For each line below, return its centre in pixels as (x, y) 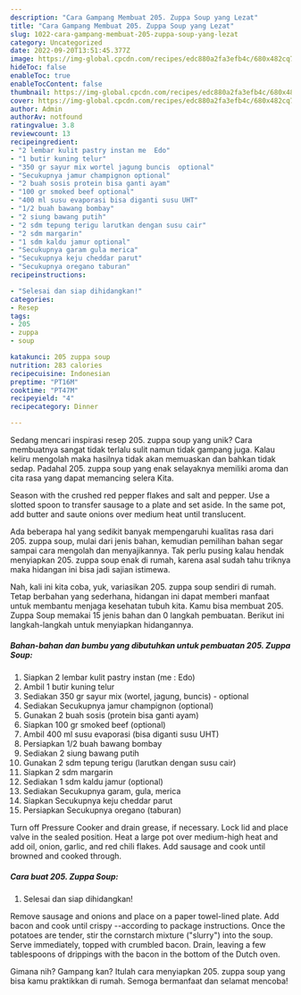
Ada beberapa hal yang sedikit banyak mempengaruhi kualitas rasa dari (142, 531)
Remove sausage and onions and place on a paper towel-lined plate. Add (145, 916)
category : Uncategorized (56, 42)
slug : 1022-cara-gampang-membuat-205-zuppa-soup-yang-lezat (125, 34)
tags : (20, 316)
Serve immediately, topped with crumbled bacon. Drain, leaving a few (138, 944)
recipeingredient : (44, 142)
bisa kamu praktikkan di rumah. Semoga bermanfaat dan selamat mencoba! (149, 981)
